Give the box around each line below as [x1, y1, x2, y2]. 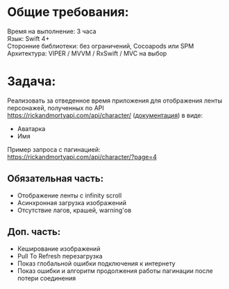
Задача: [7, 73, 56, 89]
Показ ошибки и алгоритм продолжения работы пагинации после [17, 266, 213, 274]
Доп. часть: [7, 226, 61, 238]
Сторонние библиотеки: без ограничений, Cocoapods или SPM [7, 42, 194, 50]
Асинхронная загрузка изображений [17, 198, 127, 207]
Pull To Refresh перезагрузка [17, 252, 103, 260]
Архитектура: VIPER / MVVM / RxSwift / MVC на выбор [7, 49, 167, 58]
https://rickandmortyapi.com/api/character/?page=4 [7, 152, 158, 161]
